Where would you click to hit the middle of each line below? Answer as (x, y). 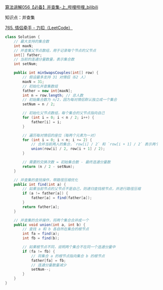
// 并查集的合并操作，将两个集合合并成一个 (51, 220)
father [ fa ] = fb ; (49, 260)
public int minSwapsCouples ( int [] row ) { (56, 73)
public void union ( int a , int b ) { (50, 225)
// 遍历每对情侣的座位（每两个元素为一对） (60, 135)
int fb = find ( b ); (41, 238)
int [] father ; (28, 55)
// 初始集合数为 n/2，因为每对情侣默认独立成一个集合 (70, 100)
